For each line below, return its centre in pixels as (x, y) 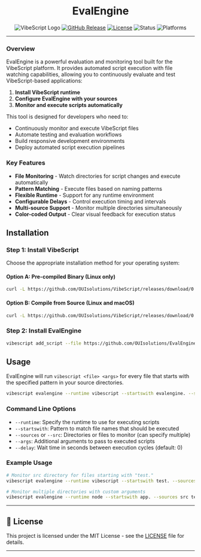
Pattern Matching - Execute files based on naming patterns (89, 188)
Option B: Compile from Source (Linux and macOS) (70, 303)
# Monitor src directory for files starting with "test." (80, 475)
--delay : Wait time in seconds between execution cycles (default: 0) (99, 448)
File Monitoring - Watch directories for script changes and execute (98, 176)
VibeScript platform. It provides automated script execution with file (89, 68)
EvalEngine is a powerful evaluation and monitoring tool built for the (89, 62)
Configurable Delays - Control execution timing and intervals (90, 201)
